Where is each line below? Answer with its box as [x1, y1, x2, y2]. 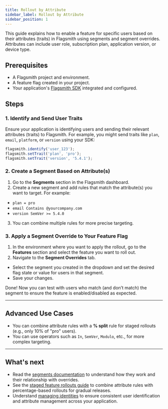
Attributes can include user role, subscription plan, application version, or [5, 41, 156, 47]
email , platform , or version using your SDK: [5, 137, 95, 143]
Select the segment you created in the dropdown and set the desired [12, 264, 154, 270]
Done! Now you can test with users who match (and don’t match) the [5, 285, 147, 291]
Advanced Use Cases [5, 310, 73, 318]
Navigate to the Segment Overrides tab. [12, 255, 96, 261]
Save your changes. [12, 275, 54, 281]
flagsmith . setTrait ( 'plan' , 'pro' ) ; [5, 151, 81, 156]
